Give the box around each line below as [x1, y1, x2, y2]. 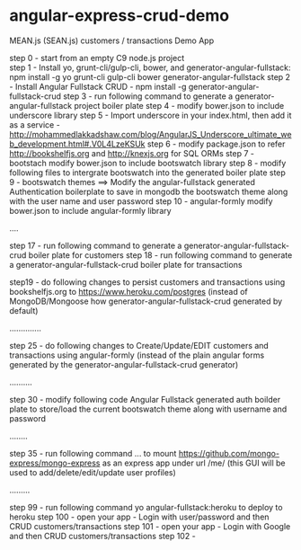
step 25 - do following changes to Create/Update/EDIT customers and [9, 340, 270, 350]
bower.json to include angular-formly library [9, 205, 173, 216]
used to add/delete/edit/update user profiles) [9, 466, 177, 477]
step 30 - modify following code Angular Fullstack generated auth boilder [9, 394, 281, 404]
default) [9, 305, 39, 315]
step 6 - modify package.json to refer [146, 138, 286, 149]
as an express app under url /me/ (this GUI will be [102, 457, 286, 468]
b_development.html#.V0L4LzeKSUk [9, 138, 146, 149]
